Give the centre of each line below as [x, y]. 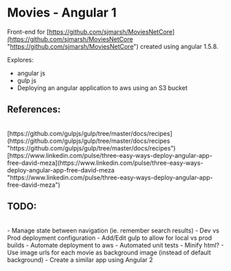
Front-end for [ [28, 32]
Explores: [21, 59]
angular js [31, 73]
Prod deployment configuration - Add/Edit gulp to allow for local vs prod [110, 238]
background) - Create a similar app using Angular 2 [80, 259]
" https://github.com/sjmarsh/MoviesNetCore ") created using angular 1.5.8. [113, 46]
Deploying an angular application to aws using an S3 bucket [102, 88]
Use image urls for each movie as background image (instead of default [109, 252]
